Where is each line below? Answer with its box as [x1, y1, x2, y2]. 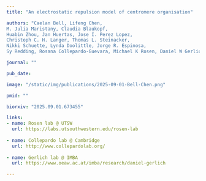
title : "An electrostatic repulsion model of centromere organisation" [6, 9, 193, 15]
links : [6, 114, 23, 121]
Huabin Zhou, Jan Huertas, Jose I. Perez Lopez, [6, 31, 133, 37]
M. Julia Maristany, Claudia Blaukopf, [6, 26, 109, 32]
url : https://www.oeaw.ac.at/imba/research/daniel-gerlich [12, 160, 166, 166]
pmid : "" [6, 92, 29, 98]
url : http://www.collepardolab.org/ [12, 143, 105, 149]
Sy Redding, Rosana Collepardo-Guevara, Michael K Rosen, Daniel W [6, 48, 183, 55]
